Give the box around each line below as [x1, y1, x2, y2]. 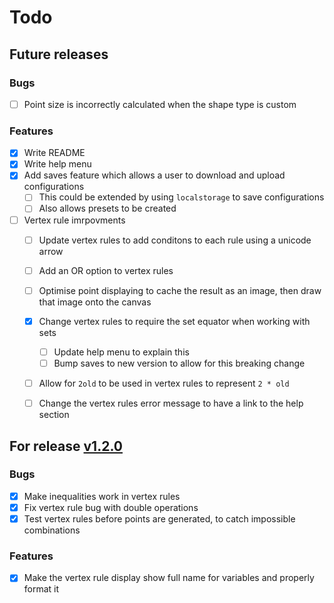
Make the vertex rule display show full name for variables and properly [23, 572, 315, 584]
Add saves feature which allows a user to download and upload [23, 169, 286, 181]
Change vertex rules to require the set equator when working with [38, 315, 311, 327]
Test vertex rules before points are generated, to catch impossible [23, 512, 296, 525]
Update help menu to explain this [53, 346, 190, 358]
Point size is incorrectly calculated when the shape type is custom [23, 98, 297, 110]
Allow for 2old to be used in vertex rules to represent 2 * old [38, 377, 290, 389]
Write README [23, 147, 86, 159]
